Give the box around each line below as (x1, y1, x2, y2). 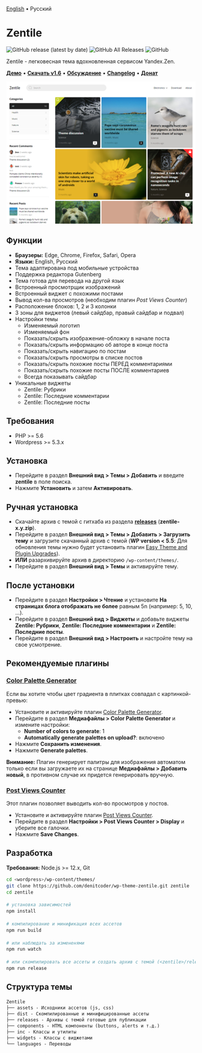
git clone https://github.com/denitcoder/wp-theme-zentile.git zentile (6, 883, 189, 889)
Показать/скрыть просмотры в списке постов (23, 353, 143, 361)
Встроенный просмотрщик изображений (14, 283, 121, 291)
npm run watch (6, 946, 42, 952)
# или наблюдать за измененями (6, 940, 85, 946)
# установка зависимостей (6, 902, 71, 908)
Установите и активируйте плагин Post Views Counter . (14, 811, 153, 818)
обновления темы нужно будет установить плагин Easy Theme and (14, 544, 188, 551)
